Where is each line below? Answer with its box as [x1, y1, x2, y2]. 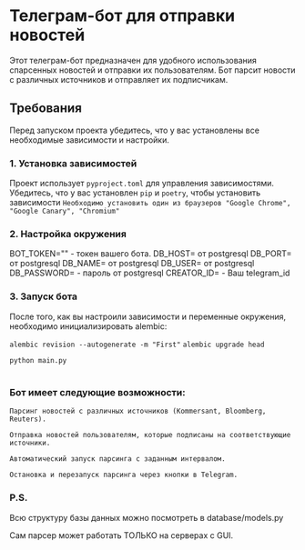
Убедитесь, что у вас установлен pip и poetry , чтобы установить [9, 187, 261, 198]
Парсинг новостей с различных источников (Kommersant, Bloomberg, [9, 406, 267, 416]
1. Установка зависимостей [9, 156, 137, 169]
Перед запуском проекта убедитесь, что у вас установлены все [9, 125, 259, 135]
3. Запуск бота [9, 290, 78, 303]
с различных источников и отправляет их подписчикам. [9, 74, 229, 85]
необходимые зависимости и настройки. [9, 134, 170, 145]
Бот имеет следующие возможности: [9, 385, 186, 398]
